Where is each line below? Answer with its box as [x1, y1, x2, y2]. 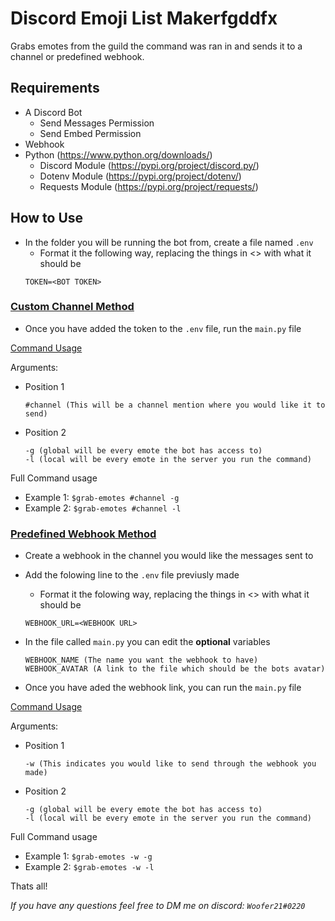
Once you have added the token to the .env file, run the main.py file [24, 322, 302, 334]
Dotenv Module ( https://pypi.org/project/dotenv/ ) [39, 170, 242, 182]
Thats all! [10, 880, 48, 892]
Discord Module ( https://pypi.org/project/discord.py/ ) [39, 159, 260, 171]
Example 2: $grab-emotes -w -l [24, 861, 155, 873]
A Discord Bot [24, 106, 83, 118]
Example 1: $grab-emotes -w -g [24, 850, 153, 862]
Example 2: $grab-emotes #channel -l [24, 502, 182, 514]
